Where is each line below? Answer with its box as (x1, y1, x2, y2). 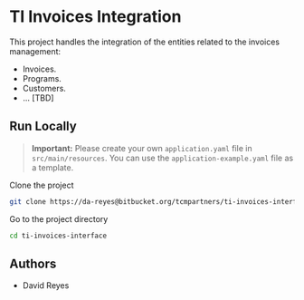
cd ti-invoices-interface (9, 231, 107, 240)
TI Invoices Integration (9, 6, 182, 27)
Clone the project (9, 179, 74, 190)
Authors (9, 256, 57, 271)
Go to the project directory (9, 213, 109, 224)
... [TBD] (22, 92, 54, 103)
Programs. (22, 73, 62, 83)
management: (9, 45, 62, 56)
